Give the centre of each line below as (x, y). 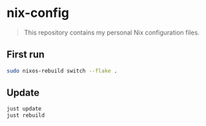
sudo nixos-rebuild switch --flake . (62, 71)
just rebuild (26, 115)
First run (26, 55)
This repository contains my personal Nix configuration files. (112, 32)
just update (24, 109)
